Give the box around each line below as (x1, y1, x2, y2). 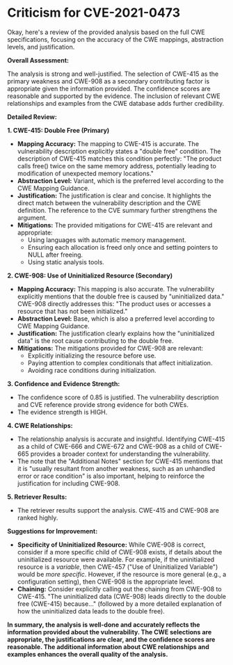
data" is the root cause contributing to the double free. (17, 336, 174, 345)
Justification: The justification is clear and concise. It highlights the (17, 191, 212, 200)
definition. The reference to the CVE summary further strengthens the (17, 206, 218, 214)
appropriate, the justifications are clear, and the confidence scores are (7, 635, 216, 643)
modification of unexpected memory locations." (17, 169, 154, 177)
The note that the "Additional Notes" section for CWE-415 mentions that (17, 457, 223, 465)
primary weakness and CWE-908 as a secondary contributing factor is (7, 77, 210, 85)
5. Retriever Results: (7, 492, 67, 501)
